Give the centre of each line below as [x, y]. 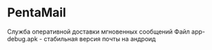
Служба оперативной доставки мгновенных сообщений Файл [98, 32]
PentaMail [37, 13]
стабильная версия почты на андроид [100, 38]
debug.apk [22, 38]
